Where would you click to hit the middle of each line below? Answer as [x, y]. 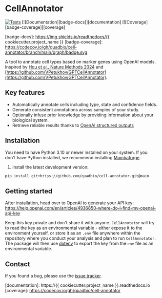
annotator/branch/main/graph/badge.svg [46, 52]
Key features [25, 93]
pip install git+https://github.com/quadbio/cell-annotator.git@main [77, 176]
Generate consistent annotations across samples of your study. [76, 109]
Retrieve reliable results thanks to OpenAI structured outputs [73, 125]
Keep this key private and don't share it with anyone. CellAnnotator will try [80, 223]
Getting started [29, 191]
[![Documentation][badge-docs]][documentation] [71, 22]
